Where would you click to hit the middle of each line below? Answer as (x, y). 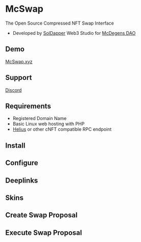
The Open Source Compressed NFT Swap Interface (60, 23)
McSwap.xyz (19, 62)
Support (19, 78)
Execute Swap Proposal (44, 233)
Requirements (28, 106)
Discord (14, 90)
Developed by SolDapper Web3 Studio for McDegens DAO (74, 33)
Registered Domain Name (40, 118)
